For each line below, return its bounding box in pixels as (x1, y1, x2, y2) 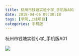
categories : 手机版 (5, 21, 43, 26)
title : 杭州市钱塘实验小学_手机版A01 (5, 7, 75, 12)
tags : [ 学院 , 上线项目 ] (5, 16, 48, 21)
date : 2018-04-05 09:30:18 (5, 12, 61, 17)
